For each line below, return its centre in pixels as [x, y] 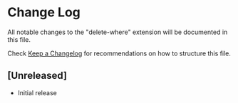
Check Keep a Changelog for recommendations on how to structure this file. [119, 53]
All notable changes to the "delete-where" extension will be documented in [118, 32]
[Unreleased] [37, 76]
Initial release [37, 92]
